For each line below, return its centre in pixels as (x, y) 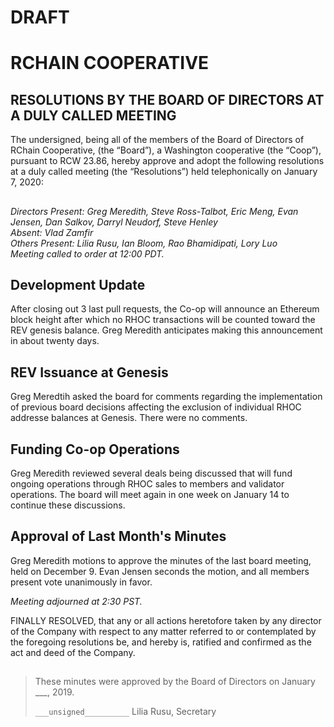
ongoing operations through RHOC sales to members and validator (147, 484)
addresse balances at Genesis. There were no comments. (129, 418)
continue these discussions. (68, 505)
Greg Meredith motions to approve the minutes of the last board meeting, (161, 560)
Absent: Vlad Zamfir (52, 232)
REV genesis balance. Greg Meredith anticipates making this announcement (166, 330)
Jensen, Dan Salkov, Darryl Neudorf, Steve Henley (114, 222)
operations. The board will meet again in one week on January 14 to (150, 495)
